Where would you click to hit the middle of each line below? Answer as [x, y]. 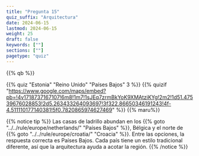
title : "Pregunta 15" [33, 12]
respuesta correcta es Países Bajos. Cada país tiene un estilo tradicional [94, 140]
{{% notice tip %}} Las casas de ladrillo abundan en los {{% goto [86, 121]
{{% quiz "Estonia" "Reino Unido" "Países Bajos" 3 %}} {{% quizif [87, 85]
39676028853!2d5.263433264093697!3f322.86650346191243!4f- [89, 103]
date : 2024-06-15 [28, 23]
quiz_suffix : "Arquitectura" [42, 17]
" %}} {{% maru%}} [136, 110]
